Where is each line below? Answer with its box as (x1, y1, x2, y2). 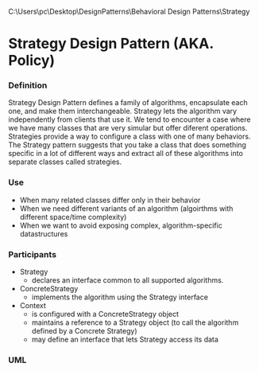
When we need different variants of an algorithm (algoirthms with (19, 203, 234, 213)
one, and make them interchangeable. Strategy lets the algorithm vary (8, 107, 237, 116)
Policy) (8, 52, 56, 70)
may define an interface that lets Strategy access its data (31, 334, 218, 345)
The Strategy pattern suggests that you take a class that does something (8, 140, 246, 150)
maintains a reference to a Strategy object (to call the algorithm (31, 318, 239, 327)
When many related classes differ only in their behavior (19, 195, 201, 205)
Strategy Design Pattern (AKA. (8, 35, 214, 53)
